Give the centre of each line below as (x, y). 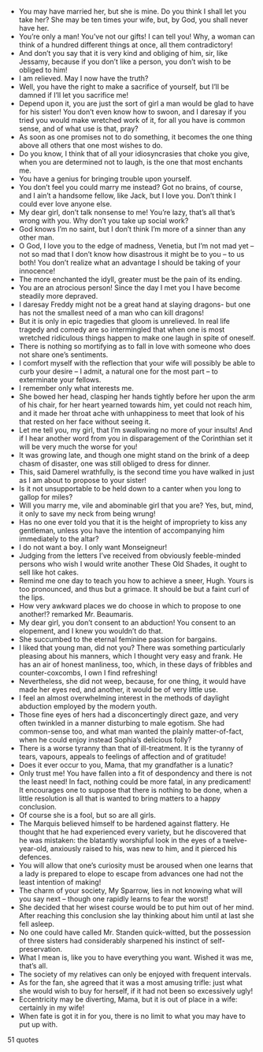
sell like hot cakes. (49, 572)
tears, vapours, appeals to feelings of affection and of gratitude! (122, 756)
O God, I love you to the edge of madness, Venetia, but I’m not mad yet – (136, 246)
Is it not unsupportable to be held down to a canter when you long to (130, 489)
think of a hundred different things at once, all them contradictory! (126, 45)
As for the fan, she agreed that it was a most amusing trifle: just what (131, 983)
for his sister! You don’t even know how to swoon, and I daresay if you (132, 112)
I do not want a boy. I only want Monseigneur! (93, 547)
